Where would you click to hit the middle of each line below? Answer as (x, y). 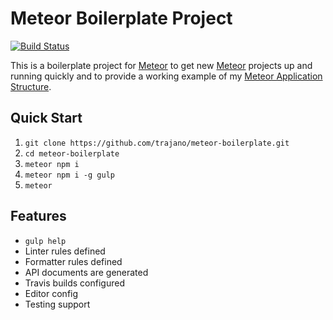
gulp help (45, 241)
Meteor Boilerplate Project (121, 18)
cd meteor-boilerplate (72, 153)
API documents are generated (86, 272)
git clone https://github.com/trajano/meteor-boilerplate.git (157, 143)
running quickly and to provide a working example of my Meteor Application (166, 76)
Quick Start (46, 118)
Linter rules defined (65, 251)
